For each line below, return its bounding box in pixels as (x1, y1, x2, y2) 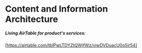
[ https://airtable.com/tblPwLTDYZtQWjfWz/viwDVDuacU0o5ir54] (5, 42, 137, 48)
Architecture (5, 14, 58, 25)
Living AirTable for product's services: (5, 30, 86, 36)
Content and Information (5, 3, 108, 15)
